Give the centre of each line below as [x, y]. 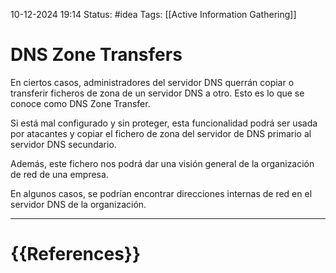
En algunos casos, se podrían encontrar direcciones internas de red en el [161, 193]
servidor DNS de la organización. [78, 204]
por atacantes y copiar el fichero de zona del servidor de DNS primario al [161, 133]
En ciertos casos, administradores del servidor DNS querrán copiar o [152, 82]
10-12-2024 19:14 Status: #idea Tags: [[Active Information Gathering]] [153, 14]
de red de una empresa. [59, 174]
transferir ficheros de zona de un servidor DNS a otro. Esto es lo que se [157, 93]
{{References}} [76, 254]
